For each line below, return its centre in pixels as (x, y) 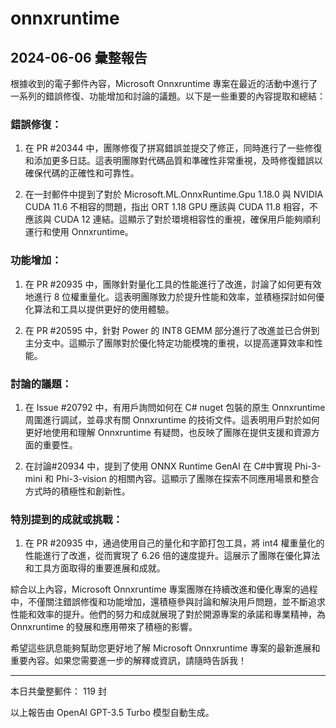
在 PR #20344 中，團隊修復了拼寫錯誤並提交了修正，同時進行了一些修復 (173, 148)
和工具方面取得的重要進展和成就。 (95, 568)
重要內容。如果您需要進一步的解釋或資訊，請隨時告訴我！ (128, 661)
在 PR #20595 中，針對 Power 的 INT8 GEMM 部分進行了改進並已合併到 (172, 330)
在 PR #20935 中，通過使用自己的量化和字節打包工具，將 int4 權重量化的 (174, 543)
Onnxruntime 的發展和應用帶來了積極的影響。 (104, 627)
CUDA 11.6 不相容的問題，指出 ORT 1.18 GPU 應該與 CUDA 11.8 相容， (167, 207)
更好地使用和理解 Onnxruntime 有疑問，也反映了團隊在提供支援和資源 (168, 432)
